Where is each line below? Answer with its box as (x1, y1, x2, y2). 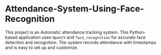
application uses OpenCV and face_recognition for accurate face (18, 34, 146, 40)
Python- (129, 29, 146, 35)
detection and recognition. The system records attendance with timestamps (5, 39, 157, 45)
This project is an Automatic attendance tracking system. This (5, 29, 129, 35)
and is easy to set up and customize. (5, 44, 79, 50)
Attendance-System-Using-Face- (5, 3, 145, 14)
